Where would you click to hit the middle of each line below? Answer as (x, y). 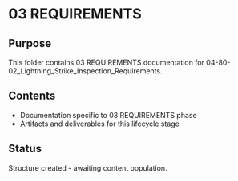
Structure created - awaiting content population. (88, 167)
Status (25, 149)
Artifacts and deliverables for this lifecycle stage (100, 124)
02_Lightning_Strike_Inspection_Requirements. (85, 71)
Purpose (30, 43)
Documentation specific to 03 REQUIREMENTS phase (109, 115)
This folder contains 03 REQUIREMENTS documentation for (106, 62)
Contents (32, 96)
